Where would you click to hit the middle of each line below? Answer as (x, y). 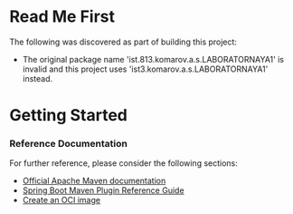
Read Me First (62, 17)
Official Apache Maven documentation (94, 181)
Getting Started (69, 116)
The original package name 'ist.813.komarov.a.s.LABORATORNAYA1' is (153, 59)
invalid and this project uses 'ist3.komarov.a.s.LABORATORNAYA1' (145, 69)
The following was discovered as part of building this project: (123, 42)
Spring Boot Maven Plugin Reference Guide (103, 190)
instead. (38, 78)
